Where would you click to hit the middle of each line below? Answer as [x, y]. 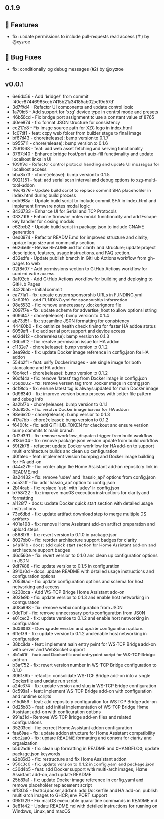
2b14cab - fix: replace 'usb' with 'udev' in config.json [66, 488]
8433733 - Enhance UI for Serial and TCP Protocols [64, 211]
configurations [27, 722]
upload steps [25, 529]
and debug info [27, 399]
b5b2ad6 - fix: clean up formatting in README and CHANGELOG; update [85, 748]
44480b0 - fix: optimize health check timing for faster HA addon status [84, 326]
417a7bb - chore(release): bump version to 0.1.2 [60, 420]
